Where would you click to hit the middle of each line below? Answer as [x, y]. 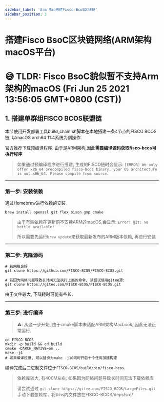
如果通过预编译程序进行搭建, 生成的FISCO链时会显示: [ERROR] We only [87, 164]
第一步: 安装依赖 [24, 191]
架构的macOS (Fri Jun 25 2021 [67, 88]
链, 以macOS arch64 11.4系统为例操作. [43, 137]
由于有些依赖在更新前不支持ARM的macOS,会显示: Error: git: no [83, 222]
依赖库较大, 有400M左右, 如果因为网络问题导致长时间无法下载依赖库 [85, 378]
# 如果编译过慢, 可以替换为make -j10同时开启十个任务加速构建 [61, 358]
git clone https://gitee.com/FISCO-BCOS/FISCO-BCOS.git [63, 284]
